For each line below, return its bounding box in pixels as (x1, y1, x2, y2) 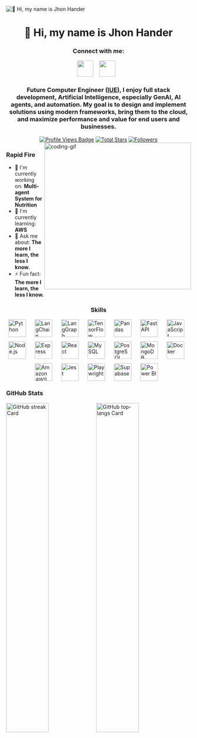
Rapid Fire (6, 150, 36, 158)
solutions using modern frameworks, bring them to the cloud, (9, 108, 188, 116)
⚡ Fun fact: (14, 270, 41, 277)
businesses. (80, 123, 117, 131)
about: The (14, 239, 42, 246)
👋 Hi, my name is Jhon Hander (24, 26, 173, 39)
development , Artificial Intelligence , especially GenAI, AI (16, 93, 181, 101)
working (14, 177, 35, 184)
